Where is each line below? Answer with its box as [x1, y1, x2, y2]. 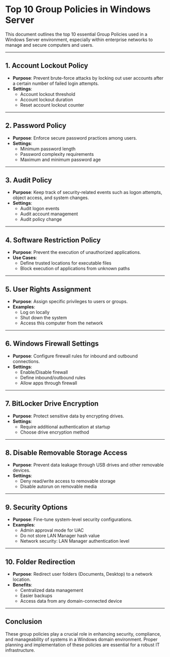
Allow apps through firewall [20, 380, 77, 386]
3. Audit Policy [5, 176, 52, 184]
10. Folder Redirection [5, 557, 75, 566]
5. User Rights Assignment [5, 285, 91, 293]
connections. [12, 358, 40, 364]
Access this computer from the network [20, 320, 103, 326]
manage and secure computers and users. [5, 42, 94, 48]
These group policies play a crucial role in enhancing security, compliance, [5, 631, 161, 637]
